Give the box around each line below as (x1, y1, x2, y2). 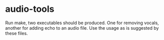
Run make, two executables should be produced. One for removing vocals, (5, 20, 159, 26)
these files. (5, 30, 28, 36)
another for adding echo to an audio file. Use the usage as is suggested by (5, 25, 159, 31)
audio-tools (5, 3, 54, 15)
